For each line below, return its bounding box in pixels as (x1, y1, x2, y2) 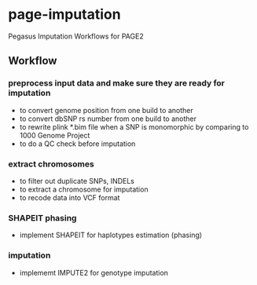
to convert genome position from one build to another (19, 105, 194, 115)
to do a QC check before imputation (19, 139, 136, 148)
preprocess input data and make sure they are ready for (8, 78, 226, 89)
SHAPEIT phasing (8, 212, 77, 223)
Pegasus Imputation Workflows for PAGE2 (8, 31, 144, 41)
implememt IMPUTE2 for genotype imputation (19, 268, 169, 277)
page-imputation (8, 5, 121, 24)
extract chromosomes (8, 159, 94, 170)
